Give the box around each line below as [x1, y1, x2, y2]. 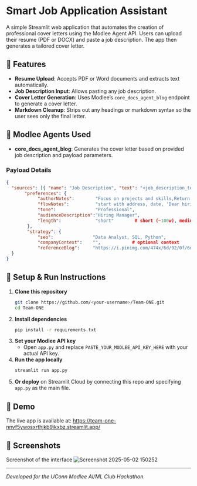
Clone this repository [14, 288, 67, 295]
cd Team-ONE [14, 305, 44, 311]
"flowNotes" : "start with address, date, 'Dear [37, 201, 180, 207]
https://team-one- [73, 417, 117, 424]
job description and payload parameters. [14, 151, 113, 158]
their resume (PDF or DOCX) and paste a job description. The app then [6, 36, 177, 43]
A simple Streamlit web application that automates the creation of [6, 24, 164, 31]
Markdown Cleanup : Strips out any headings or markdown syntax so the [14, 106, 191, 113]
